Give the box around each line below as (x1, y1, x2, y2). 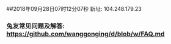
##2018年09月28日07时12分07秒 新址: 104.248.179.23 (6, 5, 142, 12)
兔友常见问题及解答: (6, 22, 65, 30)
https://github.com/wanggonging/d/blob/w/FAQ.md (6, 30, 165, 38)
